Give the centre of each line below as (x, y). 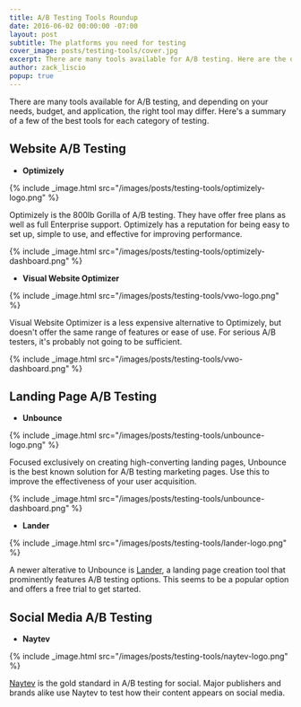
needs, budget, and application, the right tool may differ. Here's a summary (148, 111)
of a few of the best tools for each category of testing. (109, 120)
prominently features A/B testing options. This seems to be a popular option (149, 580)
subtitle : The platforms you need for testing (98, 43)
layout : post (34, 34)
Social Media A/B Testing (81, 617)
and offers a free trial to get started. (75, 589)
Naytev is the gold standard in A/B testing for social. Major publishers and (146, 684)
